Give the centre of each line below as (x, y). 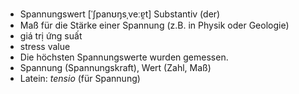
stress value (45, 46)
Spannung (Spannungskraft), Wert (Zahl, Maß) (115, 67)
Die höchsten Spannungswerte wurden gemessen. (124, 57)
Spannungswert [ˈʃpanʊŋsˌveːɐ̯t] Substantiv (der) (120, 14)
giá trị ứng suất (51, 36)
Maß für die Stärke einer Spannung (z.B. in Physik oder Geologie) (154, 25)
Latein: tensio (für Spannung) (80, 78)
